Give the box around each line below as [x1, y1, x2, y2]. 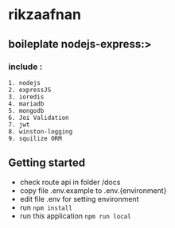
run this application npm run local [19, 211, 131, 220]
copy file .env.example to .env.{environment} [19, 185, 167, 195]
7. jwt [8, 121, 30, 129]
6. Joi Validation [8, 114, 69, 122]
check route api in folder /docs [19, 177, 121, 187]
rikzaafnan [8, 6, 82, 24]
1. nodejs [8, 79, 41, 87]
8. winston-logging [8, 127, 73, 136]
